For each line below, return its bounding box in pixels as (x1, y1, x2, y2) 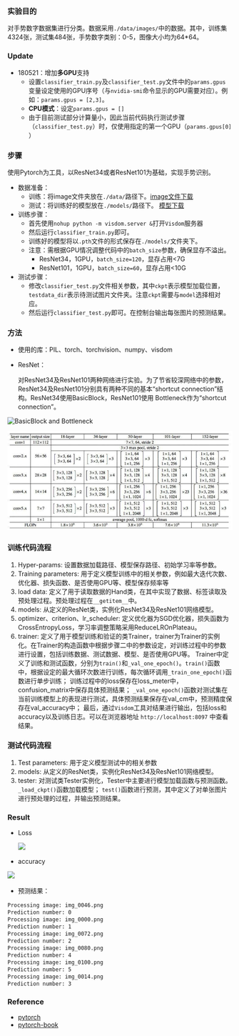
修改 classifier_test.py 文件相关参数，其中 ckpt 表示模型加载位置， (28, 281, 225, 290)
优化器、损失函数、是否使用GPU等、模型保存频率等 (17, 578, 169, 587)
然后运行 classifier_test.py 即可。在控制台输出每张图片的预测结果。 (28, 308, 230, 317)
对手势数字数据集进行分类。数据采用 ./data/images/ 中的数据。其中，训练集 (7, 24, 228, 33)
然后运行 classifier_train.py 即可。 (28, 227, 133, 236)
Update (7, 51, 34, 61)
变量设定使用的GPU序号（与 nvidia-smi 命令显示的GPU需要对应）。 (28, 86, 222, 94)
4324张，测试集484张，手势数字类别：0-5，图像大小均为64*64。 (7, 33, 203, 41)
